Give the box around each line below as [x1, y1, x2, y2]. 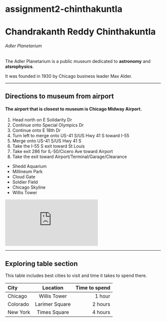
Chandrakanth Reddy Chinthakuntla [5, 26, 156, 38]
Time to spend [76, 284, 110, 291]
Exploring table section [5, 259, 78, 268]
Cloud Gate [12, 174, 36, 180]
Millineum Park [12, 168, 43, 174]
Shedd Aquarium [12, 163, 47, 169]
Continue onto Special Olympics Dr [12, 122, 84, 128]
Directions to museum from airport [5, 92, 114, 100]
